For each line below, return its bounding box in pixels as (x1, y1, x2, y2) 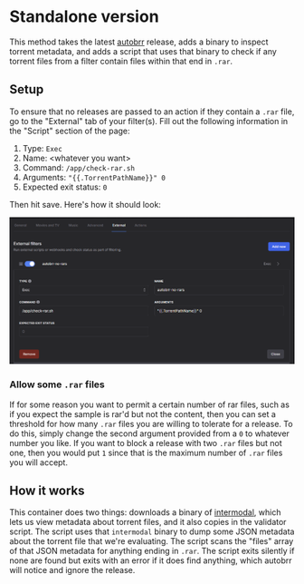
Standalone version (9, 6, 160, 27)
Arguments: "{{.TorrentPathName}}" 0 (22, 171, 166, 182)
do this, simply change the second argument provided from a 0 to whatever (9, 428, 290, 439)
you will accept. (9, 456, 68, 468)
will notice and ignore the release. (9, 565, 136, 576)
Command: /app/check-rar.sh (22, 161, 136, 173)
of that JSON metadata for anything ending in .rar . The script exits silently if (9, 546, 295, 557)
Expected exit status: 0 (22, 181, 108, 192)
